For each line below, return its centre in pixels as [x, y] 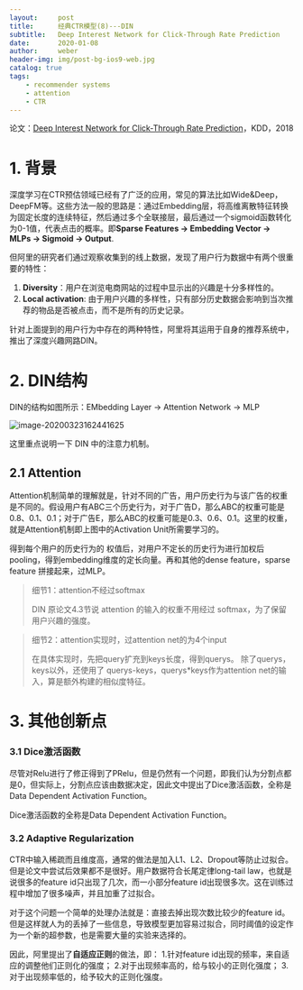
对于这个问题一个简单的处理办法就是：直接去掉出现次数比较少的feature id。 [150, 912]
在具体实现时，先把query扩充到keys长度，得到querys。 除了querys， [161, 659]
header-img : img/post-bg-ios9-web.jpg [82, 60]
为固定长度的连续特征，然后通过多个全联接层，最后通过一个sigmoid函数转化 [150, 217]
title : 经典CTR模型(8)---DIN [71, 26]
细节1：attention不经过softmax [88, 591]
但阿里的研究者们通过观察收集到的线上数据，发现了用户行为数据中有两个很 [147, 257]
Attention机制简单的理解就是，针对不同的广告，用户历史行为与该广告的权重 [149, 496]
